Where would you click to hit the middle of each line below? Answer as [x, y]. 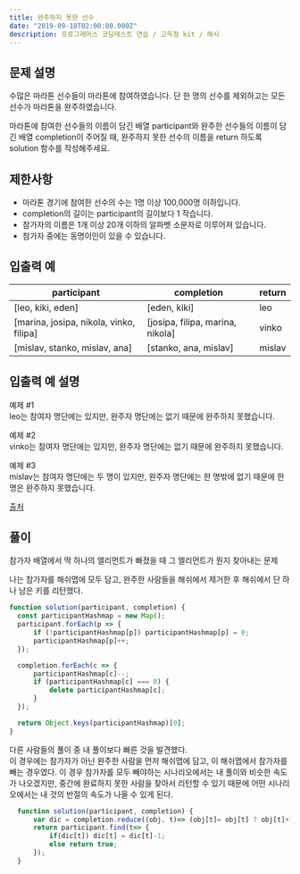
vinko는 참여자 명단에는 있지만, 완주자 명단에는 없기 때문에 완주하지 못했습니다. [146, 446]
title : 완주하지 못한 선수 [52, 17]
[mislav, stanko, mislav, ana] [73, 348]
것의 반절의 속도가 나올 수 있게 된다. [112, 794]
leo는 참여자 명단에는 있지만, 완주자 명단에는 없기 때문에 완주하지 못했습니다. [142, 416]
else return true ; [83, 845]
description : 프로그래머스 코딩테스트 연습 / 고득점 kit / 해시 [114, 34]
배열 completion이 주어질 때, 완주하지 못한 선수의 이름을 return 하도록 [140, 137]
